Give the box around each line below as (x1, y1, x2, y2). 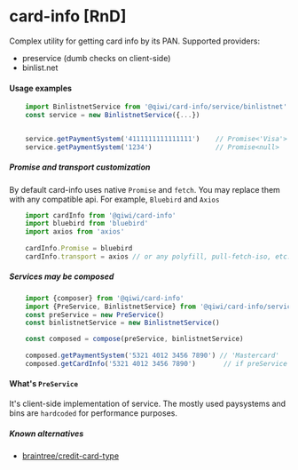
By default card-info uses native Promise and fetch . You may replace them (9, 184, 281, 195)
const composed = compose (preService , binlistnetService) (25, 335, 244, 344)
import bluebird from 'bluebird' (25, 219, 149, 228)
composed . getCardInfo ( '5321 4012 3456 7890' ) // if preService (25, 359, 288, 368)
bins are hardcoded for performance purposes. (9, 408, 177, 418)
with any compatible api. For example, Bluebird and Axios (9, 194, 220, 204)
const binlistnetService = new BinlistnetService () (25, 318, 220, 328)
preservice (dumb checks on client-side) (21, 52, 171, 63)
